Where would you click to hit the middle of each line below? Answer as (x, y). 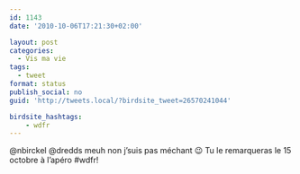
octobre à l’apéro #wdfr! (54, 160)
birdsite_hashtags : (46, 117)
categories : (32, 50)
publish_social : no (46, 92)
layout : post (34, 42)
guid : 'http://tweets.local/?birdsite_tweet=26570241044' (120, 100)
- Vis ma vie (42, 59)
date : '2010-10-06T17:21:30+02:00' (76, 26)
